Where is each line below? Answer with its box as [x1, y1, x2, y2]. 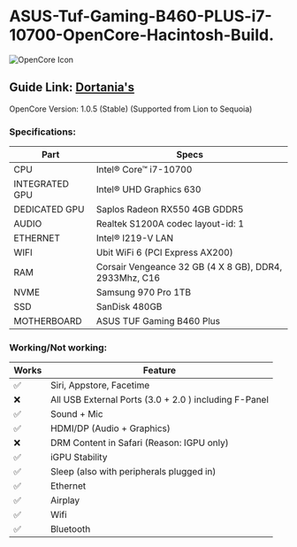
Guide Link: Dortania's [9, 80, 135, 95]
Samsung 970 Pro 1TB [95, 286, 192, 298]
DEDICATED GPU [13, 204, 85, 216]
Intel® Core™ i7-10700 [95, 164, 193, 176]
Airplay [49, 494, 80, 506]
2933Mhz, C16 [95, 272, 161, 284]
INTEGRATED [13, 178, 69, 190]
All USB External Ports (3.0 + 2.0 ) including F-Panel [49, 394, 270, 406]
